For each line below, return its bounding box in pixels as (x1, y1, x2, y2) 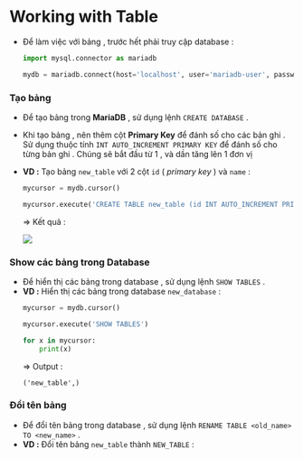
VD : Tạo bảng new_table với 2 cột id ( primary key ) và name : (22, 165, 251, 177)
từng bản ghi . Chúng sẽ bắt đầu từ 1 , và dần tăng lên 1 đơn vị (22, 148, 253, 159)
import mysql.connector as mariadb (22, 53, 157, 62)
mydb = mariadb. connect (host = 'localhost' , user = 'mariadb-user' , (22, 70, 270, 79)
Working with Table (9, 6, 158, 27)
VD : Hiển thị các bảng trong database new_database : (22, 286, 222, 297)
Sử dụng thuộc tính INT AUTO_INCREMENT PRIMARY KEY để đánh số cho (22, 138, 278, 150)
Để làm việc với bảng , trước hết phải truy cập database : (22, 36, 234, 47)
